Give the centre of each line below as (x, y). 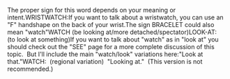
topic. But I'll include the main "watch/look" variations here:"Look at (105, 54)
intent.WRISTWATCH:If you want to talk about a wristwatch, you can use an (116, 17)
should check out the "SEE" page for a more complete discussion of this (111, 47)
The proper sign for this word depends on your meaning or (92, 10)
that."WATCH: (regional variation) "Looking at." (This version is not (105, 61)
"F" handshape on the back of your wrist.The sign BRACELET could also (111, 25)
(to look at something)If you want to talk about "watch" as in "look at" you (113, 39)
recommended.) (30, 69)
